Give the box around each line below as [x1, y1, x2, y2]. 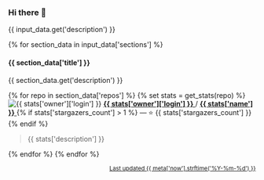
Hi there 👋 [8, 7, 47, 18]
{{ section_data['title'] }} [8, 58, 90, 67]
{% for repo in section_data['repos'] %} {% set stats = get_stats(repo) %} [8, 90, 246, 100]
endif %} [19, 119, 49, 128]
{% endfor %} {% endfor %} [8, 149, 100, 159]
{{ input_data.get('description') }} [8, 25, 116, 34]
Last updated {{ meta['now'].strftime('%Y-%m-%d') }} [109, 164, 256, 172]
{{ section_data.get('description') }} [8, 75, 123, 85]
